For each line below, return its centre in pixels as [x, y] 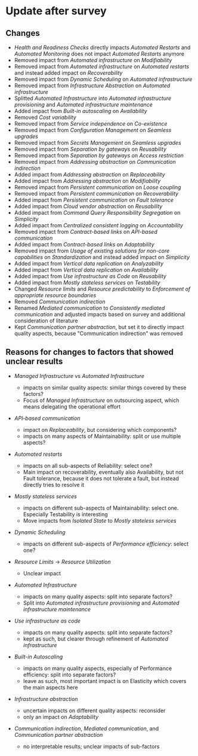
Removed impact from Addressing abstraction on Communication [95, 162]
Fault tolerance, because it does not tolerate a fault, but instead [101, 478]
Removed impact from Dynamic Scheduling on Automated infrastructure [103, 79]
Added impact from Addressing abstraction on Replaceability [89, 174]
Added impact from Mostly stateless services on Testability [87, 283]
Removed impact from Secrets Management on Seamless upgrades [98, 143]
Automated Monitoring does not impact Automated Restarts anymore [99, 54]
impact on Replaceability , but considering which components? [100, 429]
